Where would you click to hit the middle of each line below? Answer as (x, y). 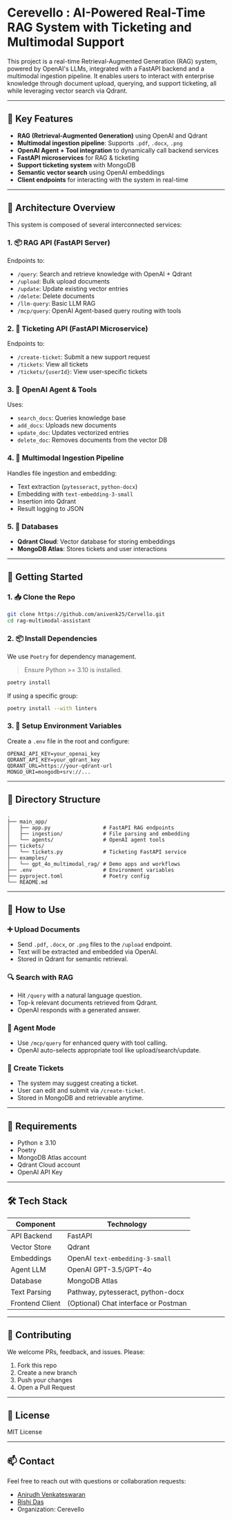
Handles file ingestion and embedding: (62, 473)
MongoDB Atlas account (52, 1158)
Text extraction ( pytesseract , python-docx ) (77, 486)
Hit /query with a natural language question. (79, 995)
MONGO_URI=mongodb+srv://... (49, 772)
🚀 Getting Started (45, 577)
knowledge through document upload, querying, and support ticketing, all (112, 83)
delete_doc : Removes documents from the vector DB (92, 440)
